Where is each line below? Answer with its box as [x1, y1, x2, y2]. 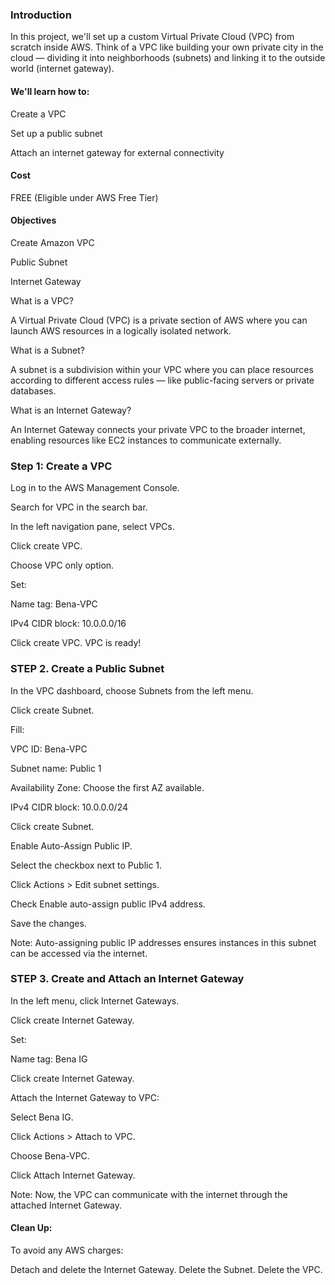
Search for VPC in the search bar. [10, 501, 148, 513]
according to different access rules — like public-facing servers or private [10, 374, 315, 386]
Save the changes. [10, 917, 87, 929]
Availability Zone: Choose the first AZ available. [10, 781, 205, 793]
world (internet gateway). [10, 63, 115, 75]
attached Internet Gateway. [10, 1199, 123, 1211]
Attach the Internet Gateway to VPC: [10, 1091, 160, 1103]
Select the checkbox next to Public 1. [10, 859, 163, 871]
